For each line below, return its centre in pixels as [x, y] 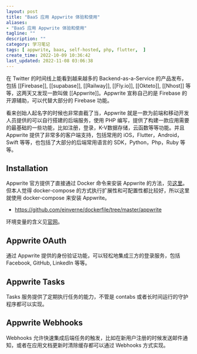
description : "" [26, 39]
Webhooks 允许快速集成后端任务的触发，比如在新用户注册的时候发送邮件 [94, 338]
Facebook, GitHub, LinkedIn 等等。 [48, 263]
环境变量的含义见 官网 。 [34, 222]
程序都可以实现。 [27, 304]
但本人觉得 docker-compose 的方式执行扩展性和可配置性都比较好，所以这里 [98, 191]
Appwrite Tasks [36, 282]
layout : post [22, 11]
